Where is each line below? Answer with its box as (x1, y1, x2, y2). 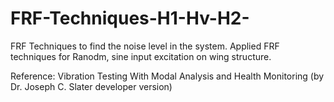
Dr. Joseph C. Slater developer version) (10, 80, 173, 92)
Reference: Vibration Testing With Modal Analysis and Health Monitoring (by (10, 70, 325, 82)
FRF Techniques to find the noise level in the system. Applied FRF (10, 40, 280, 52)
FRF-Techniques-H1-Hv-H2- (10, 7, 250, 30)
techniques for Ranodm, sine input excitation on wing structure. (10, 50, 272, 62)
